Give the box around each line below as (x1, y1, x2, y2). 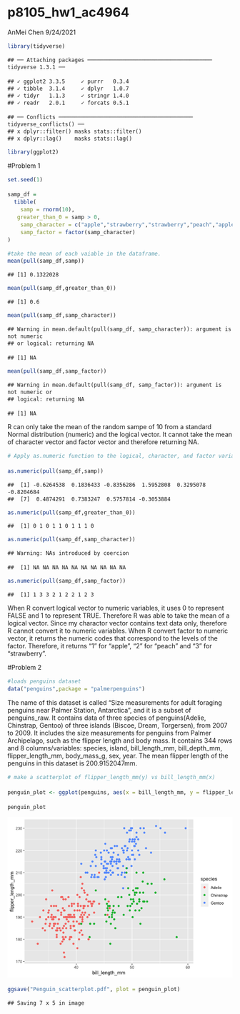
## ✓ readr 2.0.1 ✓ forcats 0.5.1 (7, 99, 130, 106)
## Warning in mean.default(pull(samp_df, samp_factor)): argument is (7, 381, 222, 388)
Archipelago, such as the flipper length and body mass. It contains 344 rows (7, 736, 233, 745)
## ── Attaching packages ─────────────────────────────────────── (7, 56, 213, 64)
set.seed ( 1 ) (7, 176, 43, 183)
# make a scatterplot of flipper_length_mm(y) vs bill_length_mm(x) (7, 773, 216, 780)
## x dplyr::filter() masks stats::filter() (7, 128, 142, 135)
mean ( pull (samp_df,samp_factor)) (7, 368, 107, 375)
